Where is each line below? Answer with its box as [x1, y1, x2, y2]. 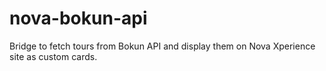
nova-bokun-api [9, 7, 148, 30]
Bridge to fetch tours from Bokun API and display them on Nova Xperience [9, 40, 316, 52]
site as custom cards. [9, 50, 98, 62]
